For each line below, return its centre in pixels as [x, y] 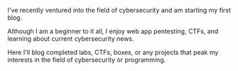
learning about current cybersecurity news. [71, 39]
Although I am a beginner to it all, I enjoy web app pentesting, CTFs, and [113, 31]
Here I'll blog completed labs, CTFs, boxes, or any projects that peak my [113, 52]
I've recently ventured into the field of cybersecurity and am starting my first [119, 10]
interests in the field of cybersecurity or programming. [87, 60]
